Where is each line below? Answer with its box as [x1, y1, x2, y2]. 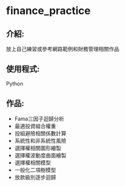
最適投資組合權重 [14, 122, 56, 129]
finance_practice [6, 4, 91, 18]
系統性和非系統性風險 [14, 137, 66, 144]
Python [6, 80, 23, 87]
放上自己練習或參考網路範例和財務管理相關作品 [6, 46, 119, 52]
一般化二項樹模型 [14, 166, 56, 173]
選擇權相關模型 [14, 159, 51, 166]
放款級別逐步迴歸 [14, 174, 56, 181]
